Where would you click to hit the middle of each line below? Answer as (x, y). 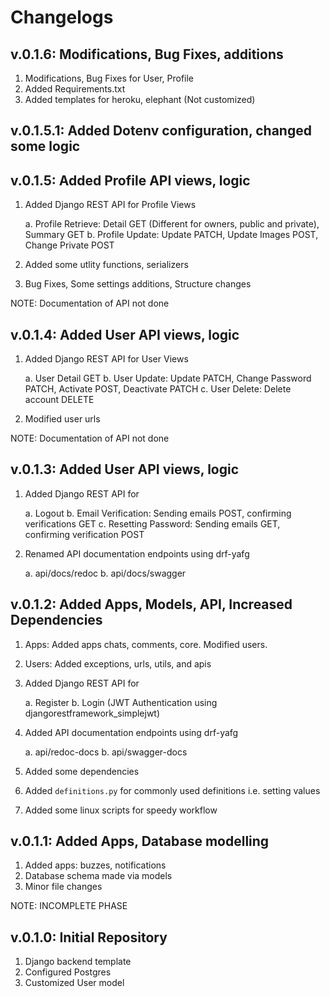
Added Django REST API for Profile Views (110, 205)
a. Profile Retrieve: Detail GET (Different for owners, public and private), (172, 224)
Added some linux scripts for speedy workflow (121, 810)
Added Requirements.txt (75, 89)
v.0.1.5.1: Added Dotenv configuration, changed (161, 131)
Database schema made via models (98, 876)
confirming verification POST (84, 534)
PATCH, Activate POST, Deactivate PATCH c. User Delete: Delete (158, 389)
